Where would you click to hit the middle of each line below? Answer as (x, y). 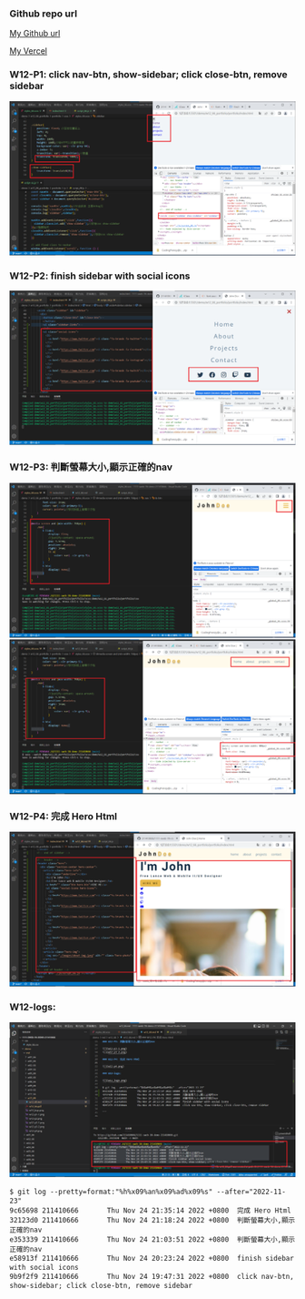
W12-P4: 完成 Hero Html (64, 816)
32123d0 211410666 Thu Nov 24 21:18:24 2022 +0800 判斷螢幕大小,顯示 (152, 1220)
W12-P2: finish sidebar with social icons (100, 276)
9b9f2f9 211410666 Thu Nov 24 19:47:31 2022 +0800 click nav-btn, (152, 1276)
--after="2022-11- (251, 1192)
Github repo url (44, 14)
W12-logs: (33, 1007)
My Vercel (29, 51)
